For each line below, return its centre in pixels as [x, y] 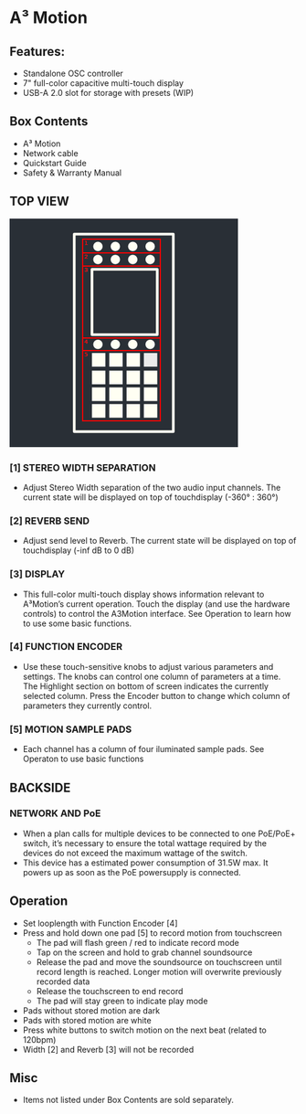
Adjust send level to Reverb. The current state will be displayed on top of [159, 541]
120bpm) [39, 1039]
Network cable [51, 153]
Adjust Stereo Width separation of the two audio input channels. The [152, 487]
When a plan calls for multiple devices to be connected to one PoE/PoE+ [159, 833]
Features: [37, 52]
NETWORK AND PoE [55, 813]
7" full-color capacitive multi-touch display [103, 83]
